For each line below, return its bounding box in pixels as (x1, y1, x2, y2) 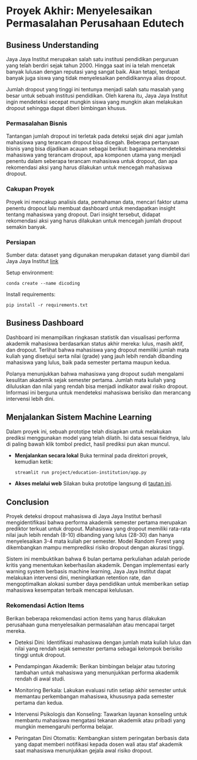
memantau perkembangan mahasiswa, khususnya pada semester (14, 693, 174, 700)
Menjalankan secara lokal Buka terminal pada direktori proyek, (14, 452, 168, 459)
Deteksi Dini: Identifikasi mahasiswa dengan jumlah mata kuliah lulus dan (14, 639, 192, 646)
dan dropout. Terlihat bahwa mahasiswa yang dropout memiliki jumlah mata (6, 346, 189, 353)
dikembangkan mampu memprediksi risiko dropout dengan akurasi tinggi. (6, 544, 185, 551)
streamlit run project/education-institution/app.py (14, 469, 147, 475)
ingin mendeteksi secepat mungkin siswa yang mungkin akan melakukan (6, 98, 183, 105)
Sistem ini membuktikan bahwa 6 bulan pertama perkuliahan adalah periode (6, 555, 190, 563)
